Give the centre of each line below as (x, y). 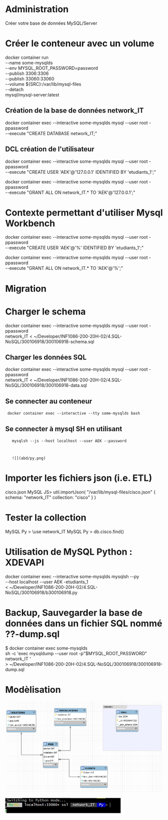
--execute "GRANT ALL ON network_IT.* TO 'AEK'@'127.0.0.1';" (70, 192)
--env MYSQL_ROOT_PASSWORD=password (52, 68)
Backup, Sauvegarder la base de (74, 613)
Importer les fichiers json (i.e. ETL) (79, 478)
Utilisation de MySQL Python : (69, 552)
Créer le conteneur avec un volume (80, 43)
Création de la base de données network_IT (74, 111)
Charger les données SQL (46, 357)
